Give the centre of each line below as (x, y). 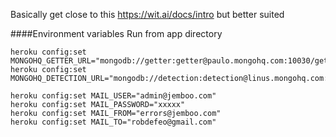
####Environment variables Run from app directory (116, 33)
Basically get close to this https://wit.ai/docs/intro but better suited (147, 14)
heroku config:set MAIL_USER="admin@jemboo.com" (113, 96)
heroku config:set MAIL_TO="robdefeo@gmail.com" (113, 122)
